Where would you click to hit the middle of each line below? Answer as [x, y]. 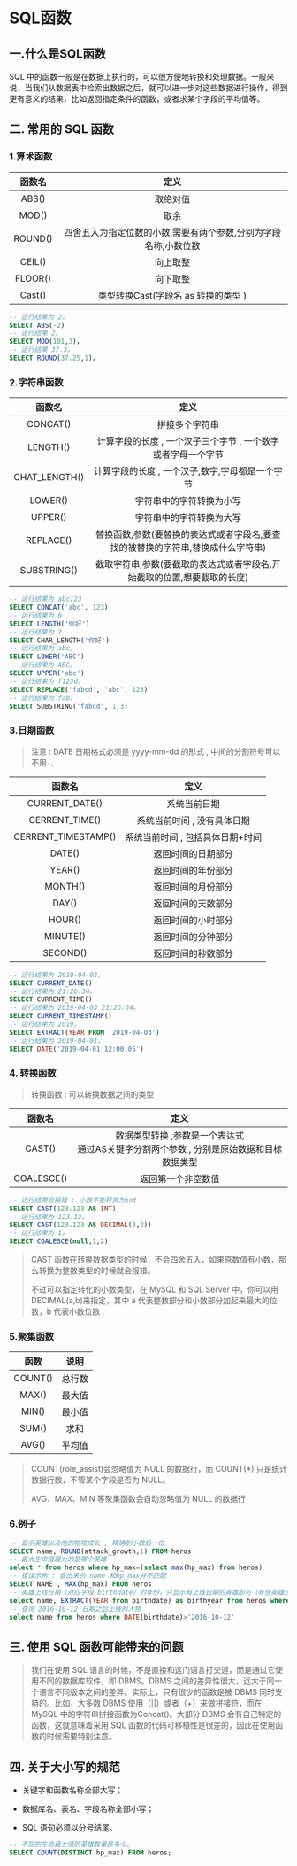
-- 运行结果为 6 [36, 615]
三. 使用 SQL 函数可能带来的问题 [96, 1647]
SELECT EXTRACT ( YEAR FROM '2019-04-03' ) [85, 1032]
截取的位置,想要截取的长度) [193, 578]
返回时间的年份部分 [194, 870]
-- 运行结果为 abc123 [46, 599]
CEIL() [33, 261]
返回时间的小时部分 [194, 920]
